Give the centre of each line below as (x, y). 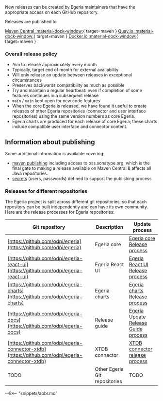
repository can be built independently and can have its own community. (77, 207)
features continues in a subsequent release (55, 96)
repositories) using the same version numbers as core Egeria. (73, 116)
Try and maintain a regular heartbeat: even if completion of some (77, 91)
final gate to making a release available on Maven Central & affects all (81, 168)
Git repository (49, 227)
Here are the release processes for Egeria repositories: (60, 212)
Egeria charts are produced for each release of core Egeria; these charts (85, 122)
